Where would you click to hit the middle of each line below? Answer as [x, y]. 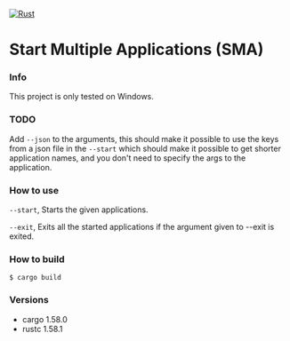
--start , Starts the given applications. [79, 210]
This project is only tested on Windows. [81, 97]
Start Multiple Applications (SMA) [137, 50]
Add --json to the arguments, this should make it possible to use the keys [144, 139]
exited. [22, 236]
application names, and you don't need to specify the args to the [128, 158]
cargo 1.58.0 [45, 319]
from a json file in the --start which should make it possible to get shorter [145, 148]
